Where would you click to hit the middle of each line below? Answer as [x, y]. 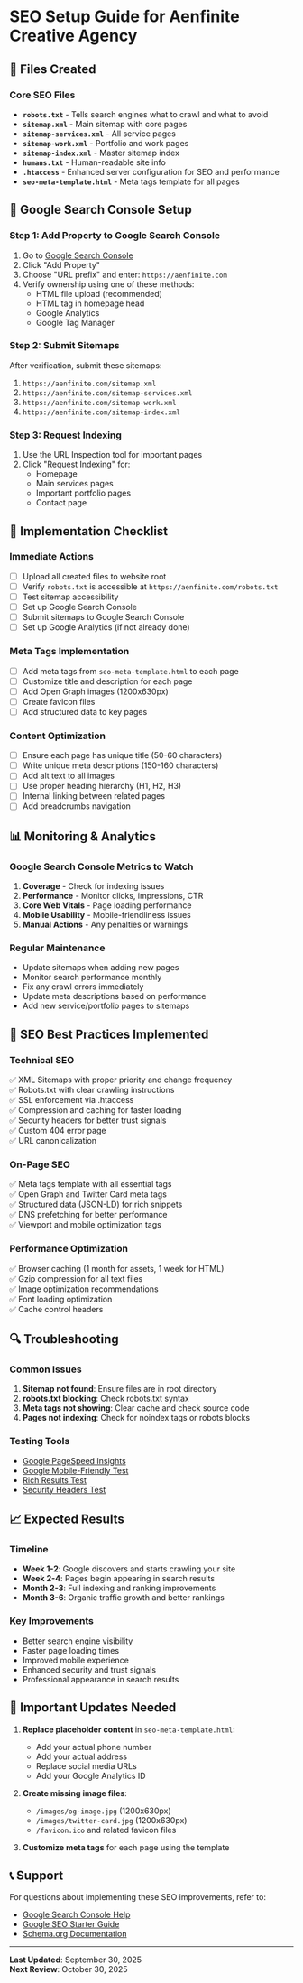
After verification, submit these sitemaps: [86, 365]
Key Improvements [52, 1621]
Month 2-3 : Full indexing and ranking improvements [119, 1588]
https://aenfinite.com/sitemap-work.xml [99, 403]
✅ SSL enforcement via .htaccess [72, 1100]
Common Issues [46, 1369]
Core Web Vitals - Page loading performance [107, 905]
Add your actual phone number [94, 1747]
